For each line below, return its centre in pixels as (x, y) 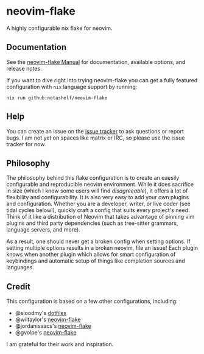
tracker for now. (26, 144)
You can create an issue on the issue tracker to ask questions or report (95, 131)
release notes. (24, 68)
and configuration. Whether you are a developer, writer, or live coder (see (98, 204)
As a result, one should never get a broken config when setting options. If (98, 241)
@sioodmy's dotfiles (41, 313)
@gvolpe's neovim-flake (46, 333)
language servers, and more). (43, 230)
